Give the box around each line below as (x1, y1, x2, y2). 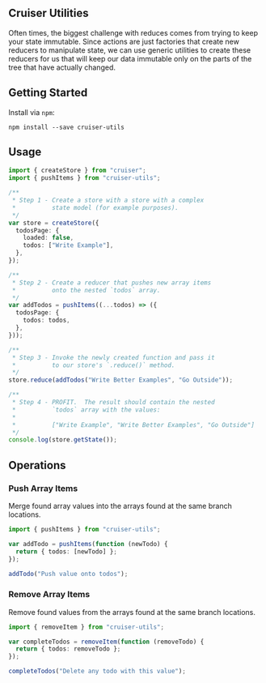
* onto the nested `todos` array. (11, 286, 161, 294)
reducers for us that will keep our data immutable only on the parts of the (8, 53, 252, 63)
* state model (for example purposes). (11, 203, 179, 211)
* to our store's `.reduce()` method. (11, 361, 175, 369)
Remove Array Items (8, 589, 91, 600)
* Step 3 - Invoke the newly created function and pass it (11, 353, 216, 361)
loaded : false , (23, 234, 74, 242)
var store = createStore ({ (8, 219, 99, 227)
